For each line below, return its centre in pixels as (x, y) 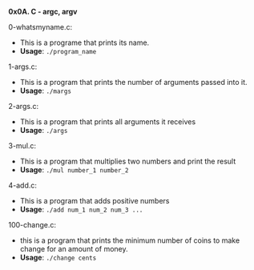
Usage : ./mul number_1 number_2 (74, 170)
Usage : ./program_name (58, 51)
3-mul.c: (22, 146)
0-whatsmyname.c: (40, 27)
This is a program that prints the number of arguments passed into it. (133, 82)
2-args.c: (23, 106)
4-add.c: (23, 185)
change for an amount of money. (74, 249)
